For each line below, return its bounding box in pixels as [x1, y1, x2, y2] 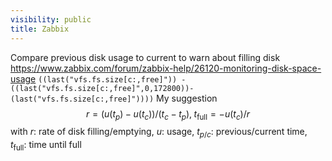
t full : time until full [10, 139, 82, 153]
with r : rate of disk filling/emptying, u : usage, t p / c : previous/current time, [10, 126, 308, 140]
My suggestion [156, 92, 218, 104]
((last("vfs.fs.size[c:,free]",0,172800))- [10, 83, 195, 93]
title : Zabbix [10, 24, 70, 34]
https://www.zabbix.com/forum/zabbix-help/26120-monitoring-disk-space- [10, 62, 322, 74]
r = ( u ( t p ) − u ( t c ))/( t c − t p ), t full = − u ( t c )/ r [86, 107, 250, 122]
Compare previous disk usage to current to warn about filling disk [10, 51, 281, 63]
